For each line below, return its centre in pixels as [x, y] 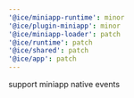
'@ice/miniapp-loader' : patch [65, 34]
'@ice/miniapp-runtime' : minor [67, 17]
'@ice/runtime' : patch [50, 42]
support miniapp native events [64, 84]
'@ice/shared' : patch [49, 51]
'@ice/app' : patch [42, 59]
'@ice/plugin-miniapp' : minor [65, 26]
